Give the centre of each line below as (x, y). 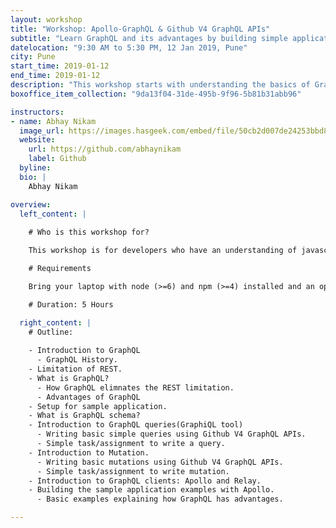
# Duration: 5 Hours (71, 304)
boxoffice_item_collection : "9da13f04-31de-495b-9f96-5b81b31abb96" (156, 94)
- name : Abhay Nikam (53, 121)
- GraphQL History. (77, 360)
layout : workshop (46, 19)
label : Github (57, 159)
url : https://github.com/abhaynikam (105, 149)
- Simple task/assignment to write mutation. (133, 471)
